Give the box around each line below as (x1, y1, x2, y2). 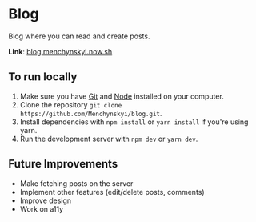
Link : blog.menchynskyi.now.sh (8, 46, 113, 56)
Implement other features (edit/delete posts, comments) (19, 187, 206, 196)
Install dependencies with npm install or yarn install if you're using (19, 117, 249, 127)
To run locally (8, 70, 78, 84)
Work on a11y (19, 204, 64, 213)
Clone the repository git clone (19, 99, 122, 109)
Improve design (19, 196, 72, 205)
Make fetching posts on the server (19, 178, 134, 188)
